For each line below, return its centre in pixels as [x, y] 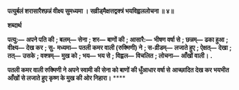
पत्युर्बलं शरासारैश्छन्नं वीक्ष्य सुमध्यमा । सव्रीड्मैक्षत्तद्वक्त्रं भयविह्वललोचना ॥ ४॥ [91, 11]
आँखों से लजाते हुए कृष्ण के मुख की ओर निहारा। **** [67, 78]
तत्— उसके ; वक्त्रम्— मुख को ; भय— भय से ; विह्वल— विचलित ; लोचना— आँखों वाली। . [110, 56]
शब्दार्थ [15, 25]
